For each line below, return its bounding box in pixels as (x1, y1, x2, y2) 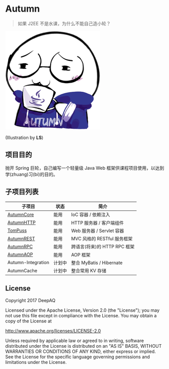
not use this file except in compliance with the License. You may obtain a (5, 313, 157, 319)
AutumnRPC (7, 243, 33, 249)
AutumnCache (7, 267, 37, 274)
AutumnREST (7, 235, 35, 241)
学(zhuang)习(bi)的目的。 (5, 171, 58, 177)
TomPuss (7, 228, 27, 234)
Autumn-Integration (7, 260, 50, 266)
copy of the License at (5, 318, 52, 324)
